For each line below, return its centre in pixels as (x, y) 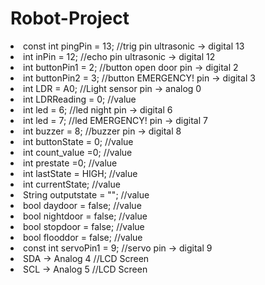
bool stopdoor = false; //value (84, 226)
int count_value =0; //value (78, 152)
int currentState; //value (72, 184)
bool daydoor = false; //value (82, 205)
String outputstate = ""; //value (86, 194)
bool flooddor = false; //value (83, 237)
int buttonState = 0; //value (78, 141)
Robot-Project (70, 18)
